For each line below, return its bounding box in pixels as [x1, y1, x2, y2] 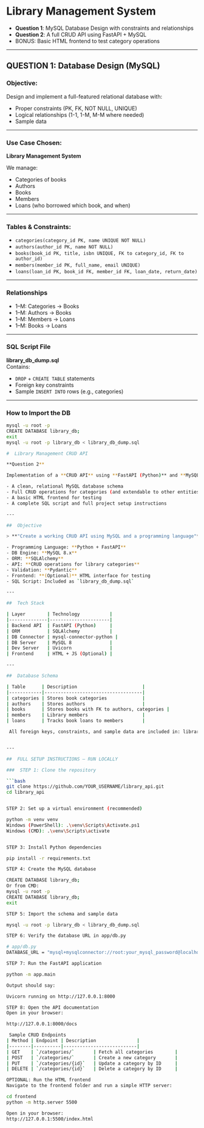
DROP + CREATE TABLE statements [15, 374, 95, 382]
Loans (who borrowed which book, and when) [15, 201, 131, 209]
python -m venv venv [6, 817, 59, 823]
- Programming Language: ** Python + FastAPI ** [6, 544, 126, 550]
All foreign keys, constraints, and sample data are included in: [8, 729, 181, 735]
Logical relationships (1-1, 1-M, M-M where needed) [15, 111, 144, 118]
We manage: [6, 164, 38, 171]
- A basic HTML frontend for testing [6, 494, 102, 500]
